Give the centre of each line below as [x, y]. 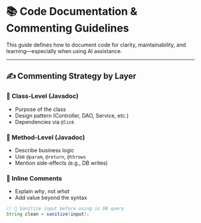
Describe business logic [45, 150]
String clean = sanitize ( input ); [48, 214]
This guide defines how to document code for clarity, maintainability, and [96, 45]
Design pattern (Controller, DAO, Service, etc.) [72, 115]
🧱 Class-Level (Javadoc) [42, 96]
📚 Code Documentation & [72, 12]
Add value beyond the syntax [51, 198]
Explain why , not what [42, 191]
